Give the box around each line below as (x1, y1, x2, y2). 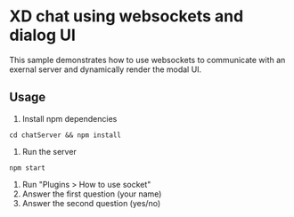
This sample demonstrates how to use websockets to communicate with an (9, 54, 286, 65)
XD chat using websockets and (9, 6, 244, 27)
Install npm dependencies (21, 113, 118, 124)
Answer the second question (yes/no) (21, 197, 161, 208)
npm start (9, 163, 46, 173)
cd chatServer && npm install (9, 131, 122, 140)
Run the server (21, 146, 78, 157)
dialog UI (9, 25, 76, 45)
